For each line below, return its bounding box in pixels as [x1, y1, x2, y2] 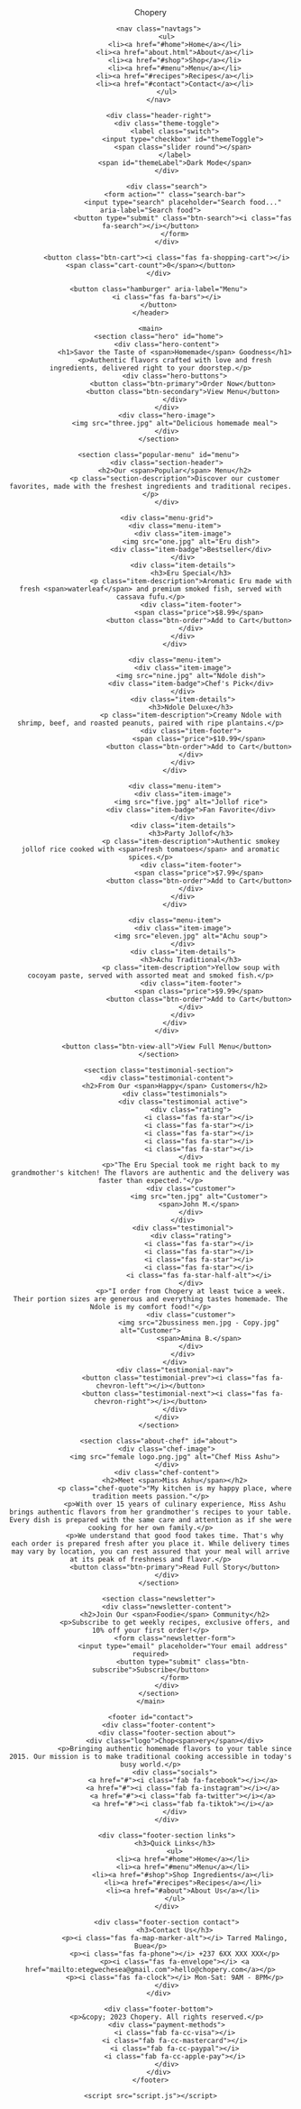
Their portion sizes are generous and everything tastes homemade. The [13, 1295, 288, 1304]
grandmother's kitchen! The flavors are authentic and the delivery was [11, 1169, 290, 1178]
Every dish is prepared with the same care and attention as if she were [9, 1516, 292, 1525]
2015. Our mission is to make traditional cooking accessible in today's [9, 1752, 292, 1761]
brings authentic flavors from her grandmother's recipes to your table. [9, 1508, 292, 1517]
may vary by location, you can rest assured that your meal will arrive [11, 1547, 290, 1556]
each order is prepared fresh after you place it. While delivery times [11, 1539, 290, 1548]
